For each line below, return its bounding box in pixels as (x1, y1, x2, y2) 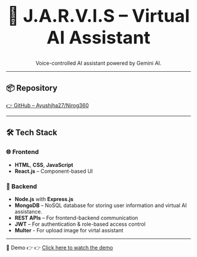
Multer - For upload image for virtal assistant (14, 227, 124, 234)
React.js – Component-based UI (14, 168, 93, 175)
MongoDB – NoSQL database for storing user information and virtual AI (14, 202, 187, 209)
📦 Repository (6, 83, 57, 93)
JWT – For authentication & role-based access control (14, 221, 145, 228)
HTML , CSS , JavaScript (14, 161, 73, 168)
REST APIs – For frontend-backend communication (14, 215, 138, 222)
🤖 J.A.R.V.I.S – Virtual (7, 5, 190, 27)
